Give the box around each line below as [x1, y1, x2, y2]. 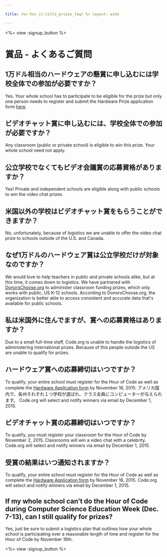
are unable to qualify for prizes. [5, 350, 70, 356]
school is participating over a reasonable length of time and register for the [5, 531, 159, 537]
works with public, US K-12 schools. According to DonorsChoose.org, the [5, 290, 156, 296]
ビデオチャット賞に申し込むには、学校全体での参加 [5, 119, 163, 128]
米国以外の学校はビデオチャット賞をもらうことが [5, 207, 156, 215]
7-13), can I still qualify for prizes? [5, 512, 113, 521]
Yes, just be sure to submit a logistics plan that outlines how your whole [5, 526, 152, 532]
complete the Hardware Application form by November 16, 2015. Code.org [5, 477, 157, 483]
